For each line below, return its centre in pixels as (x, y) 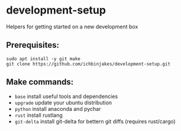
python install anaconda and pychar (58, 109)
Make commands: (40, 82)
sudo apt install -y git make (43, 59)
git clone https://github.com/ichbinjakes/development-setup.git (88, 64)
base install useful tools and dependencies (66, 96)
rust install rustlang (39, 115)
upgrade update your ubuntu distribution (63, 102)
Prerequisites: (33, 45)
